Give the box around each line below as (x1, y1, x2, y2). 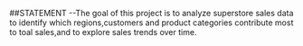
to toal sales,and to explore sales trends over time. (9, 27, 197, 37)
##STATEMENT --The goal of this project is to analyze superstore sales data (9, 8, 294, 18)
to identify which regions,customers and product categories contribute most (9, 17, 294, 28)
